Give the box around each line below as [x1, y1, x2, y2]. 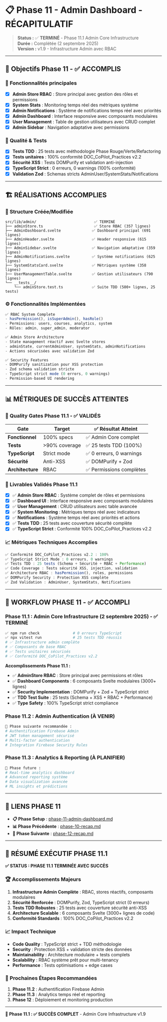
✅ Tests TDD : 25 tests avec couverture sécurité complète [12, 520, 133, 526]
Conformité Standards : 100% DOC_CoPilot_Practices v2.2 [12, 916, 134, 922]
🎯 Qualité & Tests [5, 137, 47, 144]
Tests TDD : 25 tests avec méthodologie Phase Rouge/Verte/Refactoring [12, 148, 161, 155]
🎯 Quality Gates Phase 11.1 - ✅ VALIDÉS [5, 413, 101, 420]
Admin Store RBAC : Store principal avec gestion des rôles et [12, 91, 138, 97]
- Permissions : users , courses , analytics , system [5, 321, 112, 326]
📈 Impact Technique [5, 928, 56, 935]
